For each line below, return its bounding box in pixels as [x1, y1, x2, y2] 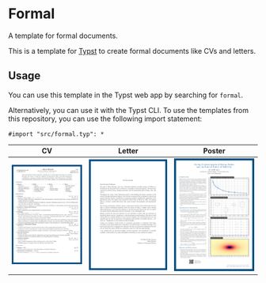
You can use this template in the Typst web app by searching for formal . [8, 90, 244, 100]
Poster [203, 146, 226, 156]
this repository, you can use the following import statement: [8, 114, 203, 123]
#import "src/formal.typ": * [8, 130, 104, 138]
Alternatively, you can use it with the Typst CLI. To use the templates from [8, 105, 249, 115]
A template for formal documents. [8, 31, 119, 40]
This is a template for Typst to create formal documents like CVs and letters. [8, 46, 256, 55]
